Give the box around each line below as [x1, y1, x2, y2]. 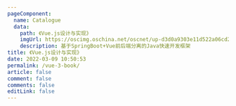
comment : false [7, 75, 52, 82]
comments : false [7, 82, 55, 89]
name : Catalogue [13, 17, 61, 24]
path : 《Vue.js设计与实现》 [20, 29, 92, 37]
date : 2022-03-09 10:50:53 [7, 56, 86, 63]
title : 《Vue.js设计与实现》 [7, 50, 82, 56]
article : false [7, 68, 52, 75]
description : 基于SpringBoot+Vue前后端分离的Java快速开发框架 [20, 43, 191, 50]
